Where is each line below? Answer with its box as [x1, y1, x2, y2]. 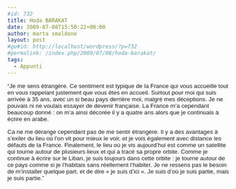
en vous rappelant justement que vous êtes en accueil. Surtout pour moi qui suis [7, 89, 217, 96]
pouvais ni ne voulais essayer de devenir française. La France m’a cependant [7, 102, 210, 109]
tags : [7, 56, 23, 63]
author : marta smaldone [7, 30, 78, 37]
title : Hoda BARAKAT [7, 17, 69, 24]
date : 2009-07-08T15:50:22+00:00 [7, 23, 106, 30]
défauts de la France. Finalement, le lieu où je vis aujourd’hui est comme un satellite [7, 141, 226, 149]
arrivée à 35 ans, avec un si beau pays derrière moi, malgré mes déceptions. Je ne [7, 95, 224, 103]
